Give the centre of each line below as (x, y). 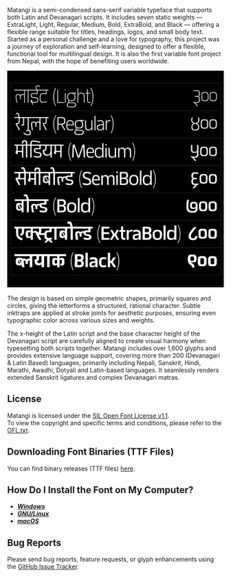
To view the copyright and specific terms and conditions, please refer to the (114, 423)
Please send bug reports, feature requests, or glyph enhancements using (111, 559)
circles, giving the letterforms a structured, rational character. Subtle (104, 306)
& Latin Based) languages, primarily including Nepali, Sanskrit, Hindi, (104, 363)
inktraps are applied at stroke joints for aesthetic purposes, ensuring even (112, 313)
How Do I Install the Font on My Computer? (100, 490)
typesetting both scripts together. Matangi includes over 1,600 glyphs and (112, 348)
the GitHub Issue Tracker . (43, 567)
